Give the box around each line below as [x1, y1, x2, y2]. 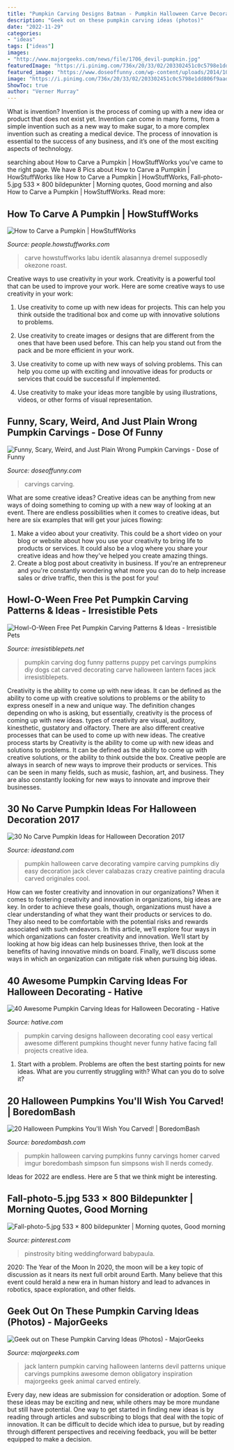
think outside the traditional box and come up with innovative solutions [17, 310, 220, 319]
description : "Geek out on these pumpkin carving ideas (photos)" [7, 17, 204, 24]
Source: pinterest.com [7, 1235, 71, 1244]
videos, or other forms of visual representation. [17, 396, 153, 404]
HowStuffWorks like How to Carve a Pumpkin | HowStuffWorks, [7, 173, 189, 182]
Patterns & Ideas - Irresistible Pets [7, 605, 158, 617]
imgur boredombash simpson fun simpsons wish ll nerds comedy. [24, 1159, 214, 1167]
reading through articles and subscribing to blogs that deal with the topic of [7, 1412, 224, 1421]
